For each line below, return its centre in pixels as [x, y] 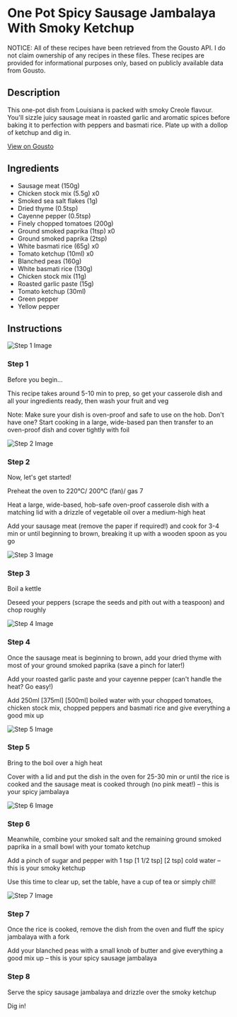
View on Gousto [31, 146]
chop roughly [27, 610]
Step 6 [19, 823]
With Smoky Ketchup [71, 28]
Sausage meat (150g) [48, 185]
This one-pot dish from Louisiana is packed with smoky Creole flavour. [110, 110]
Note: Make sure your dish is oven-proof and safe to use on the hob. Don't [116, 414]
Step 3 [19, 573]
